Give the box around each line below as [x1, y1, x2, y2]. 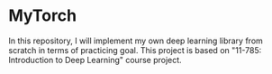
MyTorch [8, 5, 77, 26]
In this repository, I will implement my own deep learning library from [8, 35, 263, 46]
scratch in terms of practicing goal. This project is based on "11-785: [8, 44, 262, 55]
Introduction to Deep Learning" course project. [8, 54, 182, 65]
